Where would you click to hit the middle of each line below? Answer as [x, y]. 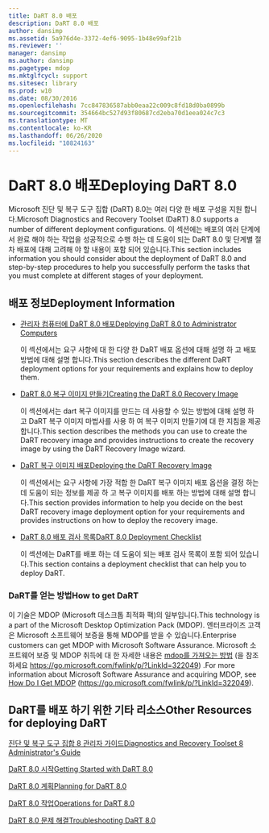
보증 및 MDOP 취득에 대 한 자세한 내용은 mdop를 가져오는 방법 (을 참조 [147, 655]
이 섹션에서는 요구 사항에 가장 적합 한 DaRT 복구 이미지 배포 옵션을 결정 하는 [139, 483]
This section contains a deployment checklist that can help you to [138, 564]
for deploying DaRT [58, 723]
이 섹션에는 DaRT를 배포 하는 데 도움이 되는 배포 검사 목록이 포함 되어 [128, 554]
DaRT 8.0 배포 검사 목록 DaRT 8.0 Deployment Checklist [110, 537]
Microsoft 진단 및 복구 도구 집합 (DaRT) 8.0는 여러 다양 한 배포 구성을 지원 [126, 209]
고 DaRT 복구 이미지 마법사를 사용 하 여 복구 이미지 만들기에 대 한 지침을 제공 [141, 421]
